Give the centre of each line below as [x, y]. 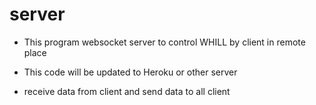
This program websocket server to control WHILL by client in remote [164, 42]
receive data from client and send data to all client [127, 91]
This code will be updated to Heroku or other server [130, 72]
